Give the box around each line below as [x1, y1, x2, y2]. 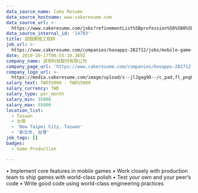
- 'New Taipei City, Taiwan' [11, 124, 83, 130]
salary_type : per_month [6, 91, 65, 97]
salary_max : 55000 [6, 102, 51, 108]
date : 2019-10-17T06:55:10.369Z [6, 53, 85, 58]
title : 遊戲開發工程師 [6, 36, 56, 42]
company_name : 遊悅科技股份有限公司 [6, 58, 87, 64]
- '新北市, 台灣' [11, 129, 49, 136]
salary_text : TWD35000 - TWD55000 [6, 80, 91, 86]
